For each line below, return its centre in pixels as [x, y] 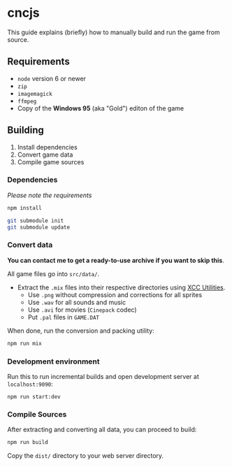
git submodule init [36, 221]
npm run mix [24, 343]
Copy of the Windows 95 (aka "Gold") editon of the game [100, 108]
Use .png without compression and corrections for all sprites [115, 294]
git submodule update [39, 227]
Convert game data [45, 155]
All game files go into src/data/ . [53, 273]
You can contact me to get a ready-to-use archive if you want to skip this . [116, 260]
